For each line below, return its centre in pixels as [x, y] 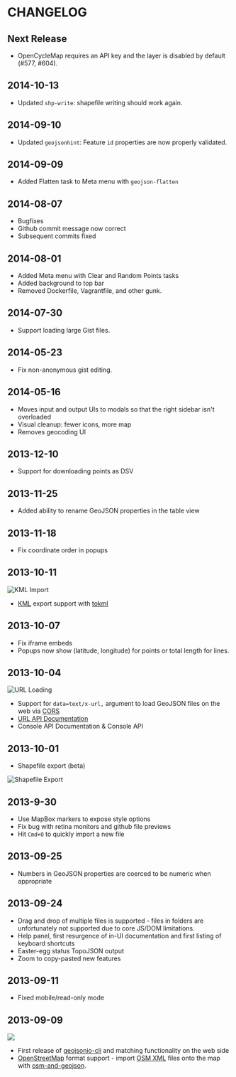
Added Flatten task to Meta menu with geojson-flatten [98, 181]
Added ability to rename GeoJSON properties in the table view [108, 511]
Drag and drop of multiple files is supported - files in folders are [111, 921]
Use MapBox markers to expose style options [84, 819]
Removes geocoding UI [52, 432]
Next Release [37, 39]
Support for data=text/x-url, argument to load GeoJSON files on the [119, 704]
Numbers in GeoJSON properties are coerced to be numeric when [114, 873]
